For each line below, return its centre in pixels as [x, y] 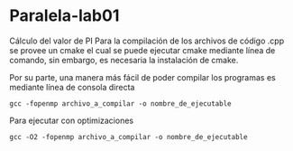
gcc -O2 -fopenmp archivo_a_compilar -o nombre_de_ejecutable [128, 137]
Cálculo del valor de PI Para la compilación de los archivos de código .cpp [147, 41]
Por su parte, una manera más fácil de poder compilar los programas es [143, 77]
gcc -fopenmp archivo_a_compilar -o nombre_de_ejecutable [120, 104]
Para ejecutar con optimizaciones [71, 120]
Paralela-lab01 [64, 16]
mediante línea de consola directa [72, 87]
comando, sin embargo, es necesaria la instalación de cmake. [124, 60]
